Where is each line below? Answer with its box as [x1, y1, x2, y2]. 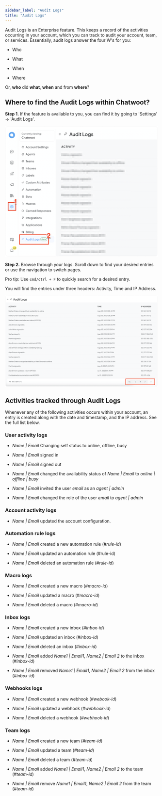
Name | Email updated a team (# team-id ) [12, 747, 95, 753]
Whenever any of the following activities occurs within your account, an [5, 409, 148, 415]
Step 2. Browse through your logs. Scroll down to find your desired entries [5, 262, 154, 268]
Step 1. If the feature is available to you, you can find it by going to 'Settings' [5, 111, 158, 117]
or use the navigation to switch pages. [5, 267, 81, 273]
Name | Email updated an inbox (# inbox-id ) [12, 634, 98, 640]
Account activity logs [5, 507, 57, 514]
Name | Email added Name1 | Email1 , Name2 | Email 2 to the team [12, 766, 144, 772]
